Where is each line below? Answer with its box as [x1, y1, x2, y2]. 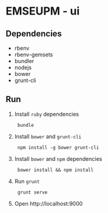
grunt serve [17, 189, 48, 195]
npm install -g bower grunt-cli [17, 144, 100, 150]
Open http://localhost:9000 [14, 200, 83, 207]
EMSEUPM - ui [5, 4, 80, 18]
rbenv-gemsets [14, 51, 53, 58]
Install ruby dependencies [14, 110, 79, 118]
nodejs [14, 64, 32, 71]
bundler [14, 58, 35, 64]
